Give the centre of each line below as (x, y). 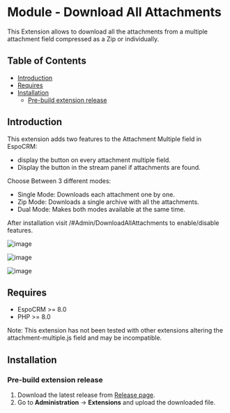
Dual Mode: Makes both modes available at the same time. (101, 209)
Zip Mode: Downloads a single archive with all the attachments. (108, 202)
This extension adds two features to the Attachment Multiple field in (105, 139)
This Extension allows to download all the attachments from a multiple (107, 31)
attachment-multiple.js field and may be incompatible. (85, 338)
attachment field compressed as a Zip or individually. (83, 38)
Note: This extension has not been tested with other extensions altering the (115, 331)
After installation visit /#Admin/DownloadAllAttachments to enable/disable (113, 223)
